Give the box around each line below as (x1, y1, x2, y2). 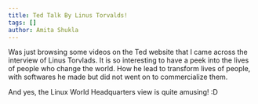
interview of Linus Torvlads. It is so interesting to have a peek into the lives (8, 56, 249, 65)
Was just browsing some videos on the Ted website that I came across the (8, 48, 249, 57)
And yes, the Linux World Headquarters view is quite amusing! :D (8, 88, 218, 97)
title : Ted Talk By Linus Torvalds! (8, 11, 128, 20)
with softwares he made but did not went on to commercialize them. (8, 72, 228, 82)
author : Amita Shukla (8, 26, 79, 34)
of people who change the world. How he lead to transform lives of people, (8, 64, 251, 74)
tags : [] (8, 19, 37, 27)
